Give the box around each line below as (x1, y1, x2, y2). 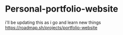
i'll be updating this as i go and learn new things (5, 19, 102, 25)
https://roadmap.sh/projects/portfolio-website (5, 24, 98, 30)
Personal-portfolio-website (5, 3, 119, 15)
